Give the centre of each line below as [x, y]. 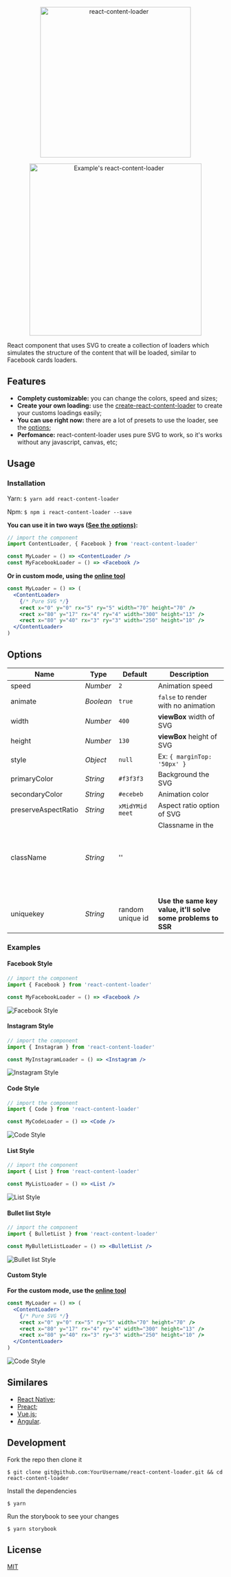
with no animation [186, 706]
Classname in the [186, 825]
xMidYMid [133, 806]
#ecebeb [131, 794]
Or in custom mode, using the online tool [66, 576]
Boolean [98, 701]
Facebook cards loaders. [42, 360]
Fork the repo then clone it [45, 1459]
